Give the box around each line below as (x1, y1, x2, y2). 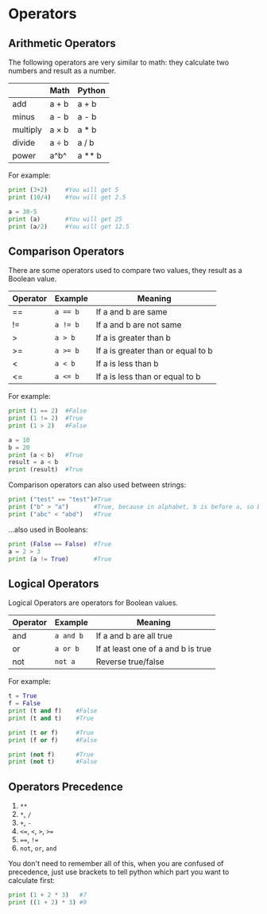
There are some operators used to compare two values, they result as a (8, 266, 242, 275)
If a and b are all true (95, 631, 173, 642)
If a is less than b (95, 358, 159, 369)
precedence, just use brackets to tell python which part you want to (8, 867, 230, 877)
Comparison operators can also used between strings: (8, 480, 187, 490)
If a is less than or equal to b (95, 371, 201, 382)
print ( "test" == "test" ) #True (8, 495, 112, 504)
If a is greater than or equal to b (95, 346, 213, 357)
